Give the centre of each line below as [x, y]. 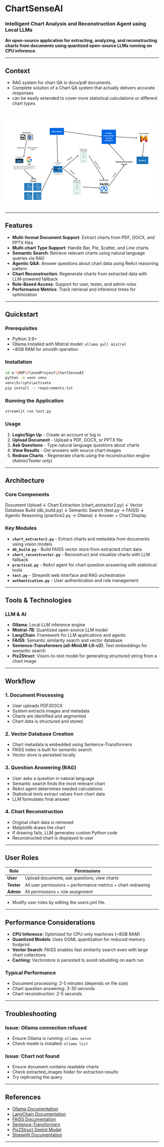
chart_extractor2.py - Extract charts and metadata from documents [81, 539]
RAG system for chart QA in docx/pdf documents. [62, 83]
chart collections [29, 955]
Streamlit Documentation [37, 1135]
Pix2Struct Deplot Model [37, 1130]
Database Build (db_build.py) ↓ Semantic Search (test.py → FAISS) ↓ [75, 510]
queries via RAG [28, 258]
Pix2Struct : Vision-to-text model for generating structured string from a [84, 656]
